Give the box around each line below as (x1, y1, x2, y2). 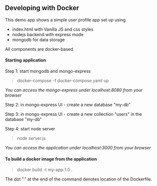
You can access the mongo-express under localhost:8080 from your (5, 87, 143, 93)
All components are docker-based (5, 46, 73, 52)
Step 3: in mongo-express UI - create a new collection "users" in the (5, 111, 142, 117)
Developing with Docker (5, 4, 79, 12)
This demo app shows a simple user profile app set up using (5, 17, 126, 22)
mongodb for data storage (12, 37, 65, 42)
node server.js (17, 135, 46, 141)
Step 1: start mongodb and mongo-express (5, 68, 91, 74)
